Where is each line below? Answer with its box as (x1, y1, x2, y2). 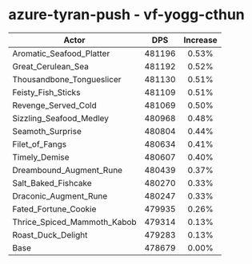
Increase (183, 34, 218, 45)
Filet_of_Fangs (12, 138, 66, 149)
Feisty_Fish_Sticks (12, 86, 81, 97)
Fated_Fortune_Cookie (12, 203, 97, 215)
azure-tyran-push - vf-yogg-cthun (8, 6, 246, 24)
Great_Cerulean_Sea (12, 61, 90, 72)
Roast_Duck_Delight (12, 229, 88, 240)
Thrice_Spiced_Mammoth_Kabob (12, 216, 138, 227)
